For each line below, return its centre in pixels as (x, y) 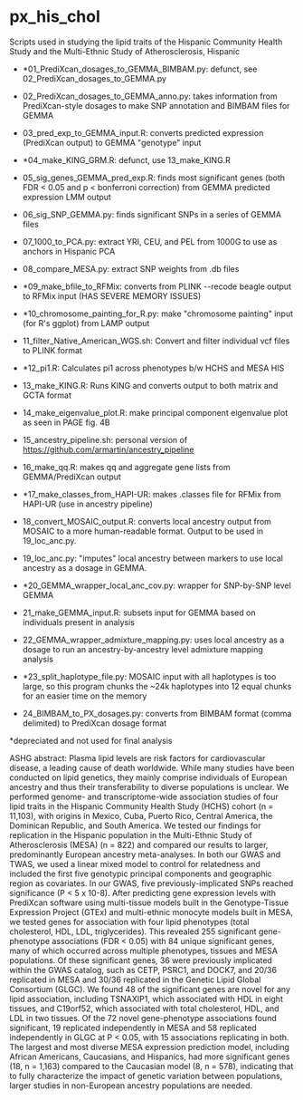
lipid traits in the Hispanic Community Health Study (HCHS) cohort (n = (142, 806)
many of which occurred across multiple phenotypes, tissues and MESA (144, 950)
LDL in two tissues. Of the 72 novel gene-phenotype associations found (143, 1018)
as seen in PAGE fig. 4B (66, 422)
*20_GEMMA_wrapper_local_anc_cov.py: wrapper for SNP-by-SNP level (156, 585)
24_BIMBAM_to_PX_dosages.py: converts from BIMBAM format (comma (157, 713)
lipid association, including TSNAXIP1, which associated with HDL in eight (146, 999)
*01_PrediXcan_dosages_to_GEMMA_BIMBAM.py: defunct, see (140, 69)
